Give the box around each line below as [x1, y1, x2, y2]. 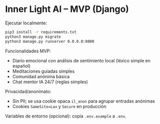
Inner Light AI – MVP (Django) [5, 3, 129, 15]
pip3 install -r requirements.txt [5, 29, 77, 34]
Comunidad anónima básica [12, 73, 70, 79]
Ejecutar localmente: [5, 20, 47, 26]
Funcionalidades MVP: [5, 48, 51, 54]
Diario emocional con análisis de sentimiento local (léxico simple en [12, 57, 151, 63]
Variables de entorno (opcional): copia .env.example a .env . [5, 113, 127, 119]
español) [12, 63, 31, 69]
